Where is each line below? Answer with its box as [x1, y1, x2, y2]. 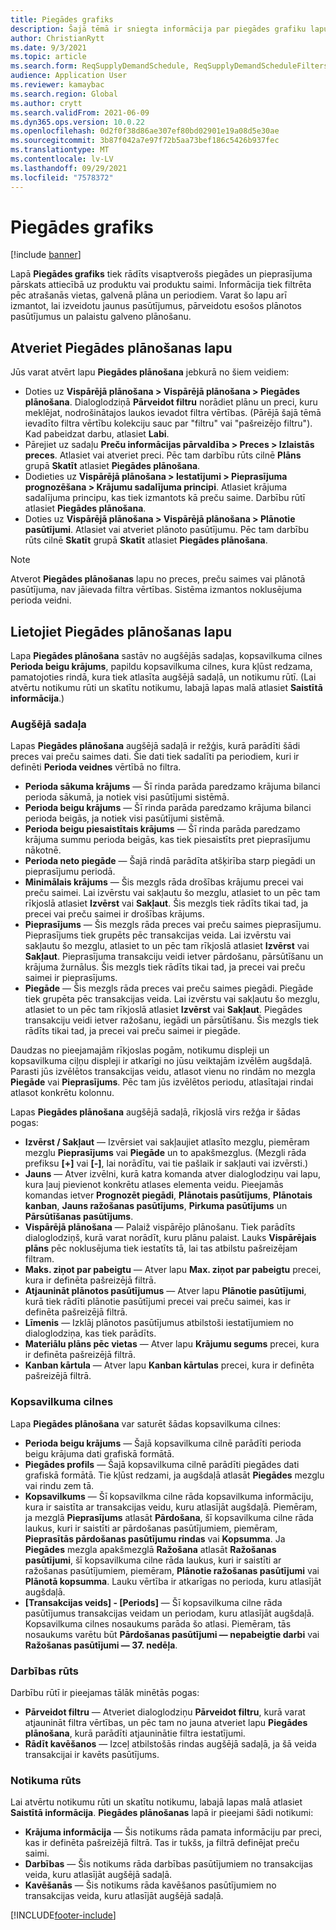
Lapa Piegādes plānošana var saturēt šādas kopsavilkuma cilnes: [10, 1417, 282, 1430]
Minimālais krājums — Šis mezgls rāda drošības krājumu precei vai [24, 876, 304, 888]
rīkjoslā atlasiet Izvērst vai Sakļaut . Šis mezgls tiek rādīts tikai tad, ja [24, 897, 309, 910]
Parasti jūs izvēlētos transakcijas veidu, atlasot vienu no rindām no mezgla [10, 1066, 316, 1078]
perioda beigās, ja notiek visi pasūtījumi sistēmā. [24, 812, 225, 825]
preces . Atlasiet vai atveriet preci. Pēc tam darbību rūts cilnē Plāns [24, 449, 302, 461]
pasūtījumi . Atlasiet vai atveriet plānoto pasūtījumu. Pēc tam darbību [24, 524, 310, 536]
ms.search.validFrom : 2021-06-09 [10, 107, 150, 118]
